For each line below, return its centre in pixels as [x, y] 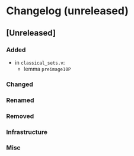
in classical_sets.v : [40, 62]
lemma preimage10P [47, 69]
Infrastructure [27, 132]
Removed [20, 116]
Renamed [20, 100]
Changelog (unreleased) [67, 11]
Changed [20, 84]
